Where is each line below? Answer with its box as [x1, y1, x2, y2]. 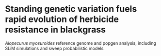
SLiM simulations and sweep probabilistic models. [5, 45, 105, 51]
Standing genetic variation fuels [5, 3, 137, 15]
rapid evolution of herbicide [5, 14, 119, 25]
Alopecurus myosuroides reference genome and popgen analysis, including [5, 40, 157, 46]
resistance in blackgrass [5, 24, 106, 35]
